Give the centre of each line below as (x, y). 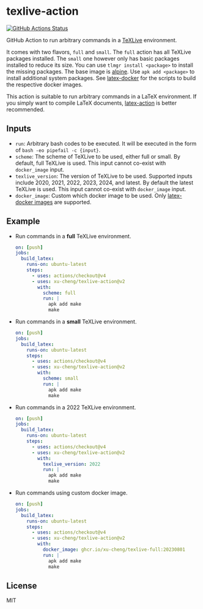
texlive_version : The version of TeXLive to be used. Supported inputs (104, 176)
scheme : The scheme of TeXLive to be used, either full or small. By (98, 156)
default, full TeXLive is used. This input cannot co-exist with (90, 163)
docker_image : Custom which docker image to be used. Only (90, 195)
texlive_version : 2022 (72, 464)
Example (23, 221)
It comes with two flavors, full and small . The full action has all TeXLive (99, 52)
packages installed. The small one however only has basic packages (93, 58)
